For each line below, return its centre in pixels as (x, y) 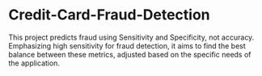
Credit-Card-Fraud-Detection (109, 15)
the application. (34, 63)
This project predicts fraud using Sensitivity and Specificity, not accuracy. (131, 37)
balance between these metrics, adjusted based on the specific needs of (130, 54)
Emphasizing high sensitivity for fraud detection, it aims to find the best (127, 45)
